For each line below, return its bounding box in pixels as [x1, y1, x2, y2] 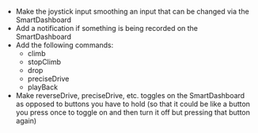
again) [15, 116, 37, 125]
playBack [27, 82, 58, 92]
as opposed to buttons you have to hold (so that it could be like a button [15, 99, 251, 108]
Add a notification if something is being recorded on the [15, 24, 199, 32]
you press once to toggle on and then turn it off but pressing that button [15, 108, 251, 117]
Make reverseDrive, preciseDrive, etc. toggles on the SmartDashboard [15, 91, 245, 100]
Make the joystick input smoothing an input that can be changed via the [15, 7, 249, 16]
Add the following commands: [15, 40, 114, 50]
